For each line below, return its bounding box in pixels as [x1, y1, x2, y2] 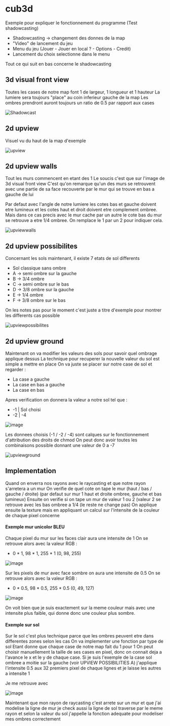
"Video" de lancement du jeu [12, 40, 73, 46]
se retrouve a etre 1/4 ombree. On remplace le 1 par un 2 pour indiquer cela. [5, 217, 163, 223]
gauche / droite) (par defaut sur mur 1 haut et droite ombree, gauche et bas [5, 491, 162, 497]
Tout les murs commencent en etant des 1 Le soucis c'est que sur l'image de [5, 175, 165, 181]
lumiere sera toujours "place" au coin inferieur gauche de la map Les [5, 94, 148, 100]
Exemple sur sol [5, 621, 39, 627]
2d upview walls [5, 162, 57, 170]
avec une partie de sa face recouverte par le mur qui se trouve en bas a [5, 186, 155, 192]
